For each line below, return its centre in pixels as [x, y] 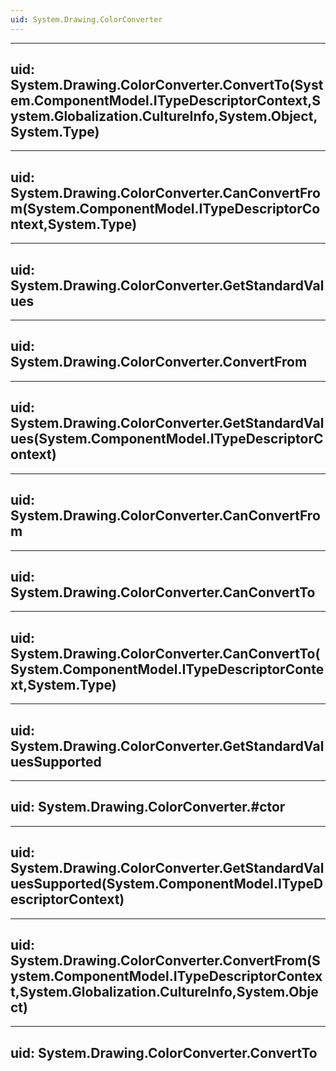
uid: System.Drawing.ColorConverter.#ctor [148, 807]
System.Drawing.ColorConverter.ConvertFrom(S [165, 960]
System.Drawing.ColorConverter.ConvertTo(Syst [167, 85]
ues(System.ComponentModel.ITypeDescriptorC [167, 439]
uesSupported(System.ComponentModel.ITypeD [167, 884]
